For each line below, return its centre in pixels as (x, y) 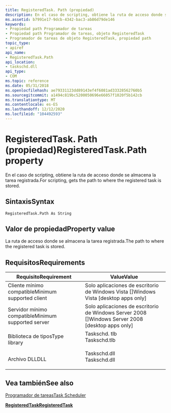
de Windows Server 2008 (116, 313)
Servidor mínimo (27, 310)
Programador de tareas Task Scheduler (46, 395)
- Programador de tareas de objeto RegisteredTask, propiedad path (78, 39)
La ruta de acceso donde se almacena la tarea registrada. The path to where (85, 241)
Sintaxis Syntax (30, 202)
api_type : (16, 72)
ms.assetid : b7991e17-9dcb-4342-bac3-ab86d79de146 (60, 19)
